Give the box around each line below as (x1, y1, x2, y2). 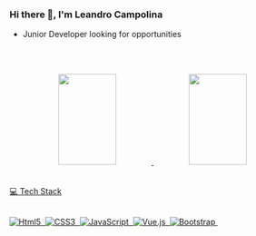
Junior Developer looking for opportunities (22, 29, 182, 40)
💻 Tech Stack (9, 186, 62, 197)
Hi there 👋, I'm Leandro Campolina (9, 8, 163, 21)
